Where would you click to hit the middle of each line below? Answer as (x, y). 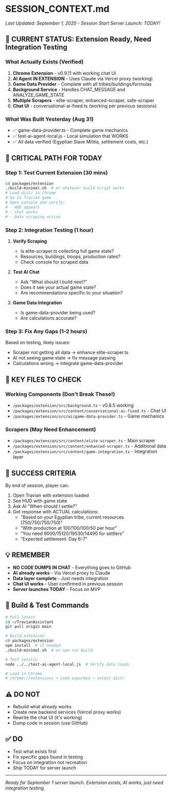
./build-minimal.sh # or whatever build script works (65, 188)
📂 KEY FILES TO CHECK (44, 379)
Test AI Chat (26, 272)
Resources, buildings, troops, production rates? (70, 256)
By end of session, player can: (37, 485)
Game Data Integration (37, 303)
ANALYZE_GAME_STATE (38, 95)
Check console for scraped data (54, 262)
